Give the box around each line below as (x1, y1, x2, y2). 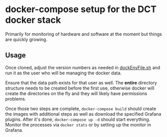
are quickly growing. (5, 36, 48, 42)
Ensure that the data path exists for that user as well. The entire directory (5, 79, 157, 85)
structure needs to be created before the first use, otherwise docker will (5, 85, 154, 91)
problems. (5, 96, 26, 102)
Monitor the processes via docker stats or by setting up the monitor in (5, 121, 151, 127)
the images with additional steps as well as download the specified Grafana (5, 111, 161, 117)
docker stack (5, 14, 61, 26)
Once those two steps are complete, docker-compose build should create (5, 105, 156, 112)
